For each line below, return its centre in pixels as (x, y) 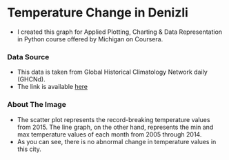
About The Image (37, 105)
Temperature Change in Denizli (98, 13)
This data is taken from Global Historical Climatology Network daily (112, 72)
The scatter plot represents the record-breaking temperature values (113, 119)
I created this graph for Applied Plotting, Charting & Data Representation (120, 32)
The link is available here (52, 87)
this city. (29, 149)
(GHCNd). (31, 79)
